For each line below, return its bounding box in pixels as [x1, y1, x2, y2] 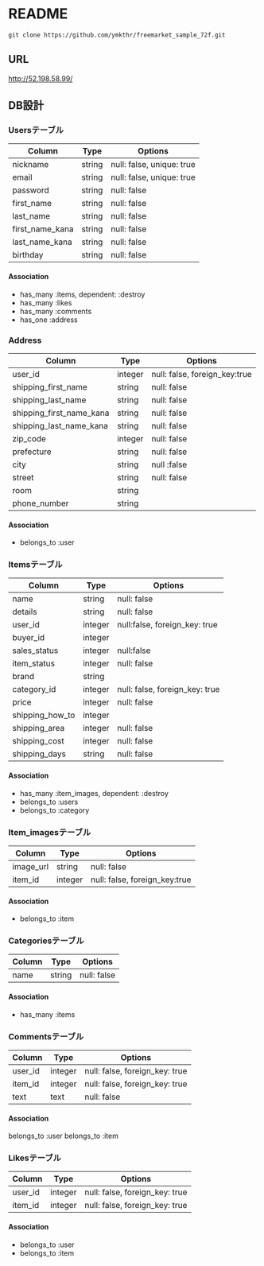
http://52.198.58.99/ [8, 73, 73, 83]
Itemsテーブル [8, 559, 63, 570]
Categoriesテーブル [8, 935, 85, 946]
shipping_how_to [12, 709, 76, 720]
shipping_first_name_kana [12, 407, 110, 418]
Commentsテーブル [8, 1031, 84, 1042]
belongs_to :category [19, 805, 90, 815]
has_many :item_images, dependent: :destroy [19, 788, 169, 798]
